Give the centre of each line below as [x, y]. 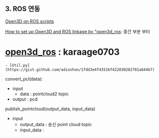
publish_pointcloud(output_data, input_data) [50, 109]
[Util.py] [20, 65]
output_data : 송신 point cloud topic [56, 124]
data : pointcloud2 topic [44, 94]
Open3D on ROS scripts [30, 21]
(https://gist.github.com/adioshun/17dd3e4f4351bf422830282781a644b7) [80, 69]
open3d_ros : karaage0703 [63, 52]
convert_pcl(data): [24, 79]
